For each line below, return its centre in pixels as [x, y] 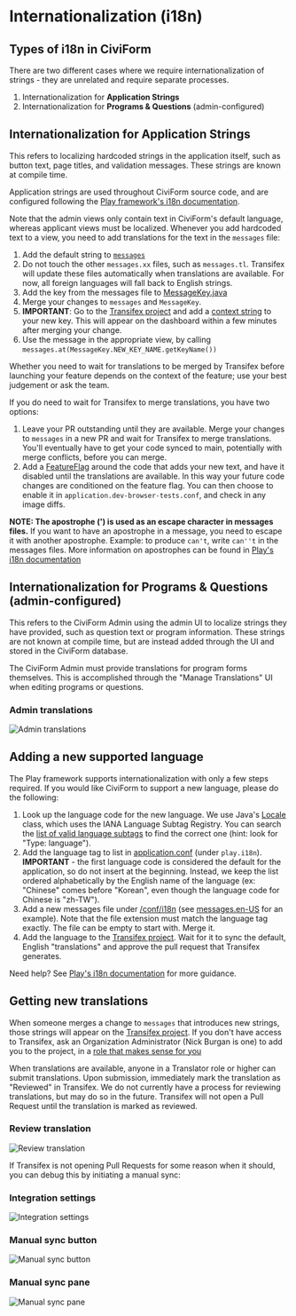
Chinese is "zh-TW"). [61, 900]
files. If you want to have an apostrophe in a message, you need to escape [146, 531]
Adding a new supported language [106, 757]
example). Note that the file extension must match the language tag [145, 918]
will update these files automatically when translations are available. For [153, 274]
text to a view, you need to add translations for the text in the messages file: [145, 237]
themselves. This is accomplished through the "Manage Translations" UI [141, 678]
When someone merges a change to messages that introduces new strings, [144, 1022]
